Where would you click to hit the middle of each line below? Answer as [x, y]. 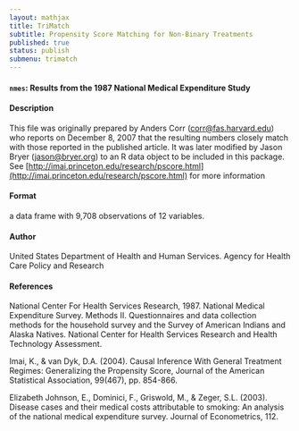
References [31, 286]
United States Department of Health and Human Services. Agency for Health [150, 257]
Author [23, 236]
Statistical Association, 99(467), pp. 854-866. [94, 380]
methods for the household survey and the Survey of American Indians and [147, 325]
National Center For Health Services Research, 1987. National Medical [137, 306]
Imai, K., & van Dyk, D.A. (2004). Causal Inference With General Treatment [146, 361]
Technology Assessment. [56, 344]
